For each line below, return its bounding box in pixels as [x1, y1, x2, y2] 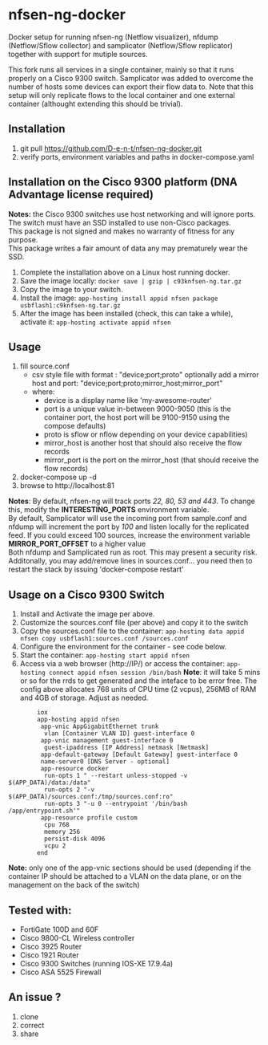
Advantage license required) [8, 188, 154, 201]
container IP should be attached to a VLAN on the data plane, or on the [8, 872, 242, 881]
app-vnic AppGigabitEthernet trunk [40, 722, 159, 731]
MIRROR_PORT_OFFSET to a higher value [8, 539, 146, 549]
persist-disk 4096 [43, 835, 106, 844]
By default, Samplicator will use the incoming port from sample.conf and [8, 514, 247, 523]
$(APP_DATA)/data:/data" [8, 779, 91, 787]
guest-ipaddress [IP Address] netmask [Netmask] [43, 744, 210, 752]
